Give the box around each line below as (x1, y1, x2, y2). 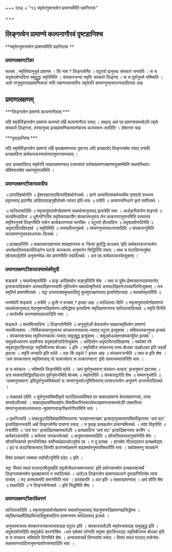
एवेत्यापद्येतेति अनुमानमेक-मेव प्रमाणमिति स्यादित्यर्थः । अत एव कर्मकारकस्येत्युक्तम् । (5, 253, 139, 259)
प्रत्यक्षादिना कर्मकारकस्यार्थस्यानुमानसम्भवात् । (5, 151, 78, 157)
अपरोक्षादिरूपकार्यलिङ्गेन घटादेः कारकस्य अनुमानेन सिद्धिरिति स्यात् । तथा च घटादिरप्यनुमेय (5, 247, 151, 253)
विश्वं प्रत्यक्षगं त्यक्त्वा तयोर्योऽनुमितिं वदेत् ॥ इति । (5, 455, 83, 461)
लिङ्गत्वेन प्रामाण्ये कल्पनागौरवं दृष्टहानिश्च (5, 30, 103, 38)
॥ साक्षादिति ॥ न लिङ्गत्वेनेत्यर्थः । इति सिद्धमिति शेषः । (5, 482, 94, 488)
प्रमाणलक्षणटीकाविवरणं (5, 495, 46, 502)
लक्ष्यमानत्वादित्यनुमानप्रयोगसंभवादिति (5, 540, 63, 546)
